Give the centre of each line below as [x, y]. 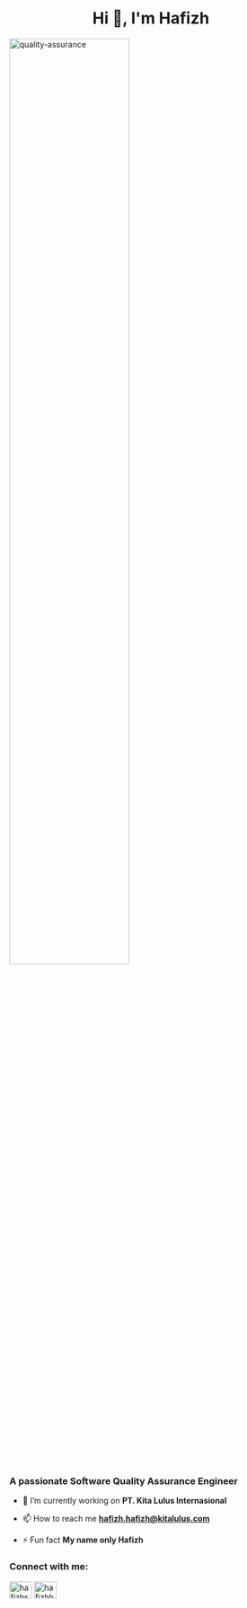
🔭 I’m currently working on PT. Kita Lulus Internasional [124, 1501]
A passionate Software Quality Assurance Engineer [123, 1480]
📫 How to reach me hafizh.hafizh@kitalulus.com [116, 1519]
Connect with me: [49, 1567]
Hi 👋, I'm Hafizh [151, 18]
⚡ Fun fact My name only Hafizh [83, 1540]
